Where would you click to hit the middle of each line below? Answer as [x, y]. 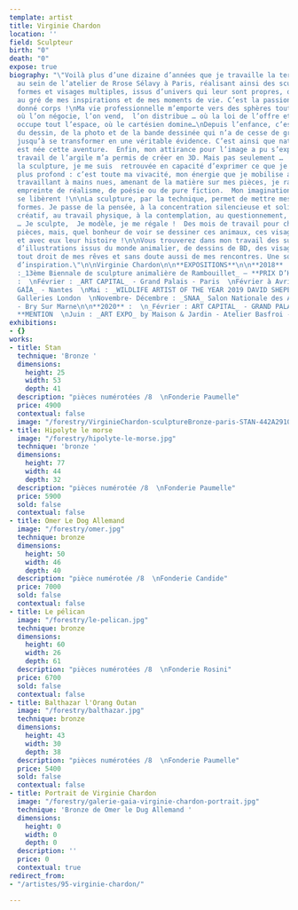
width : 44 [43, 471]
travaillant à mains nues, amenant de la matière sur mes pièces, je [148, 183]
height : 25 [45, 372]
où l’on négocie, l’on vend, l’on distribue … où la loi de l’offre [148, 116]
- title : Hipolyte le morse [61, 430]
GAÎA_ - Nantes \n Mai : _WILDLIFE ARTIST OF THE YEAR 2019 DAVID [142, 289]
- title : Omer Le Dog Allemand [67, 521]
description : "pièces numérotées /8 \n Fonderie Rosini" [125, 669]
